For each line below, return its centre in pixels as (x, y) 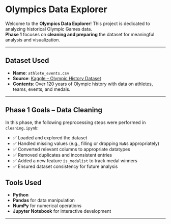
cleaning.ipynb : (22, 128)
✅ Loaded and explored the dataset (50, 138)
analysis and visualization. (33, 40)
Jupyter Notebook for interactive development (62, 211)
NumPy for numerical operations (47, 206)
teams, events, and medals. (41, 89)
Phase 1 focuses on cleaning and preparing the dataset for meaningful (80, 34)
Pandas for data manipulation (44, 201)
